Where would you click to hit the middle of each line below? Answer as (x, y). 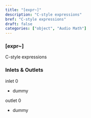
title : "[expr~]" (23, 10)
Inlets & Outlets (24, 70)
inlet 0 (12, 81)
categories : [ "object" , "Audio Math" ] (46, 29)
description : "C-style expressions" (43, 15)
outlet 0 (13, 100)
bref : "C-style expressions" (36, 19)
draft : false (19, 24)
